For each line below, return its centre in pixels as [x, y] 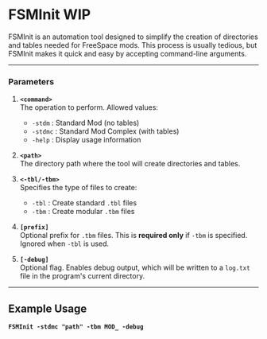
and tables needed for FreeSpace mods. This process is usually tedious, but [133, 45]
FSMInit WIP [50, 15]
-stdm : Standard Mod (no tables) [85, 123]
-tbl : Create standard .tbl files [84, 203]
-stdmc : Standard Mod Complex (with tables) [105, 131]
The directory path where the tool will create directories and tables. [130, 164]
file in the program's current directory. [82, 276]
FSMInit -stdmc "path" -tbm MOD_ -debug [76, 327]
